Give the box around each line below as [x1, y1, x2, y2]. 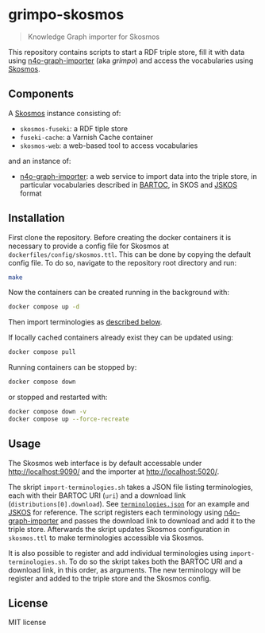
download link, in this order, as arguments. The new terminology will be [8, 565, 241, 574]
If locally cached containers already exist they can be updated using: [8, 332, 234, 343]
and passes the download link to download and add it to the [60, 515, 255, 526]
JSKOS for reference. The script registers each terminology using [8, 507, 222, 517]
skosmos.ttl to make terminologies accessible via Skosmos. [8, 533, 205, 542]
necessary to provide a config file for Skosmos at [8, 241, 169, 250]
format [19, 188, 42, 198]
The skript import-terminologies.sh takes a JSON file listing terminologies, [8, 482, 254, 491]
